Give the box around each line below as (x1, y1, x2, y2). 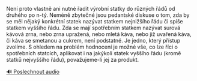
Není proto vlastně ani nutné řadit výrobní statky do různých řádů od (6, 5, 175, 12)
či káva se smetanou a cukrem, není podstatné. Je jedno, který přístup (6, 37, 181, 44)
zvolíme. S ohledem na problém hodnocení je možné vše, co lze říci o (6, 43, 178, 50)
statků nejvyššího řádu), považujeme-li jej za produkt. (6, 56, 139, 63)
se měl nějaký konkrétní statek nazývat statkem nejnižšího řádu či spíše (6, 18, 183, 25)
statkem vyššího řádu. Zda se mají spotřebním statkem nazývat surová (6, 24, 181, 31)
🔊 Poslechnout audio (6, 68, 60, 75)
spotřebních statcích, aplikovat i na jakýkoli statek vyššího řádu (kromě (6, 50, 181, 56)
